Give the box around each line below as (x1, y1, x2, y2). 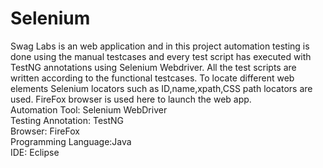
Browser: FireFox (10, 125, 80, 137)
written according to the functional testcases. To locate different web (10, 72, 295, 84)
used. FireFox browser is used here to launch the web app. (10, 93, 252, 105)
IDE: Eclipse (10, 146, 60, 158)
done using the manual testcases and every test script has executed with (10, 50, 312, 62)
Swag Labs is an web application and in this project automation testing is (10, 40, 310, 52)
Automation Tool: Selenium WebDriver (10, 103, 168, 116)
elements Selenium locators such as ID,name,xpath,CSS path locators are (10, 82, 313, 94)
